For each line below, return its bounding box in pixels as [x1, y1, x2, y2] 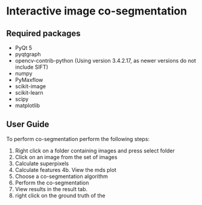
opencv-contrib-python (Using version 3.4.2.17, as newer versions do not [14, 57, 197, 64]
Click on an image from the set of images [14, 153, 118, 160]
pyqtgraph [14, 51, 41, 58]
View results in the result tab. [14, 185, 88, 192]
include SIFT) [14, 63, 48, 71]
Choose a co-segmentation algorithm [14, 172, 109, 180]
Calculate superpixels [14, 160, 69, 167]
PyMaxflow [14, 77, 43, 83]
